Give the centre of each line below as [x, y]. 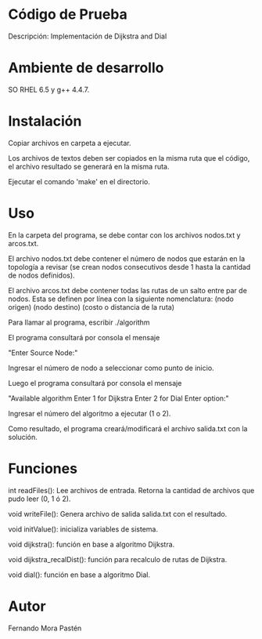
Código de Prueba [68, 15]
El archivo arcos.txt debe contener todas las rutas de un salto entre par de [128, 290]
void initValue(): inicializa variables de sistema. [83, 529]
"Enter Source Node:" [43, 352]
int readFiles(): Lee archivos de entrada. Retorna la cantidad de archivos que [131, 490]
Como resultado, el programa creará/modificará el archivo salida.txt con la [128, 428]
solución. [23, 437]
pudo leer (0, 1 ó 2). [39, 499]
